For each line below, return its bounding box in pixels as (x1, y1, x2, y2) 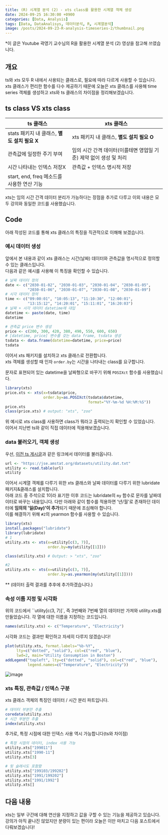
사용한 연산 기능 (7, 180, 43, 187)
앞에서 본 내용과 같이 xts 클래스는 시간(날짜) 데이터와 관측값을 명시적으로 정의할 (5, 255, 160, 261)
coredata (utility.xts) (5, 712, 52, 717)
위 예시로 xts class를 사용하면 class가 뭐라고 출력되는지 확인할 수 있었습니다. (5, 419, 155, 425)
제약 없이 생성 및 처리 (79, 154, 127, 161)
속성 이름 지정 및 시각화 (5, 595, 57, 602)
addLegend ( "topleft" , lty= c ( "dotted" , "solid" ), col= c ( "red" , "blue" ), (5, 657, 157, 663)
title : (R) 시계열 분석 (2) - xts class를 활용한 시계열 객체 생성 (5, 7, 132, 13)
